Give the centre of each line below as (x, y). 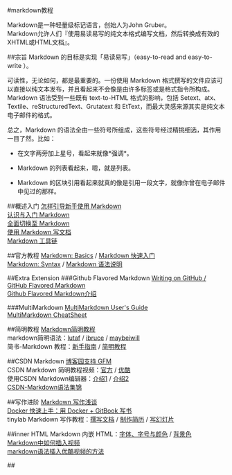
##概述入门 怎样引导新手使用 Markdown (64, 206)
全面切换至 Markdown (38, 223)
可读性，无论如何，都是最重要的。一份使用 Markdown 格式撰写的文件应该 (112, 80)
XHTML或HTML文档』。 (41, 42)
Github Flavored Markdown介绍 (52, 294)
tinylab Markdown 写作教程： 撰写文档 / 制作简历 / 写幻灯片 (91, 419)
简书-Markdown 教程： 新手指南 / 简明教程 (67, 346)
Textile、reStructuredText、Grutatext (60, 106)
